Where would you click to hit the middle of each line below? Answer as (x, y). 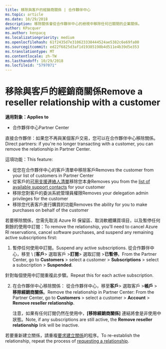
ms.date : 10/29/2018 (27, 19)
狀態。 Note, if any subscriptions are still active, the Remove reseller (82, 320)
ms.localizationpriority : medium (40, 38)
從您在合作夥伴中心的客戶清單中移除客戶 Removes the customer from (83, 170)
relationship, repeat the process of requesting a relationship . (67, 341)
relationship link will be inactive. (46, 325)
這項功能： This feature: (29, 160)
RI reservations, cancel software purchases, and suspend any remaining (79, 232)
